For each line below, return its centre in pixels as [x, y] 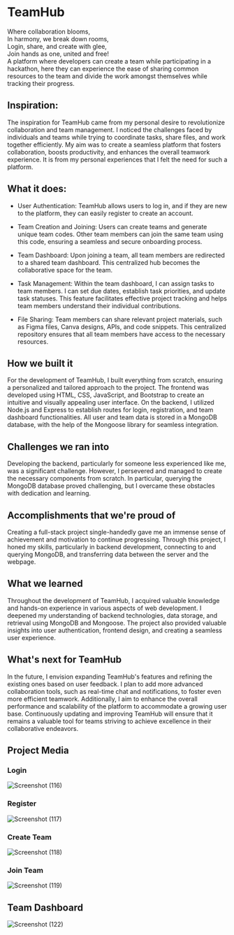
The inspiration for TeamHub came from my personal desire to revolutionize [116, 122]
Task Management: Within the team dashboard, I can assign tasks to [116, 283]
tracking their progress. [41, 83]
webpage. [22, 562]
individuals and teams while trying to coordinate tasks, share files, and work [116, 137]
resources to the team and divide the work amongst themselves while [107, 76]
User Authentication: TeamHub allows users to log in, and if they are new [122, 205]
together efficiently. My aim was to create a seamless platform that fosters [114, 145]
